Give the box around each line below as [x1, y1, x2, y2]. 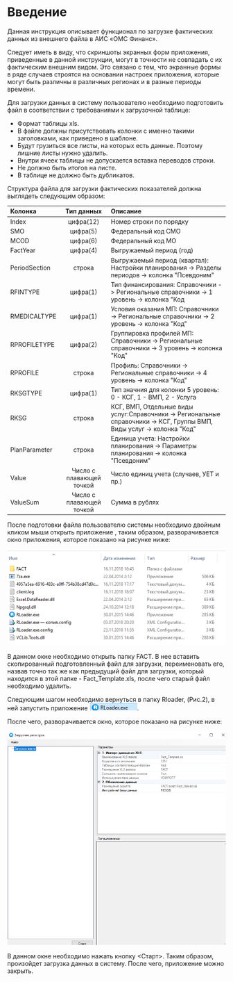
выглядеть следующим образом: [7, 192, 105, 200]
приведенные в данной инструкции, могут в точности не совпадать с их [7, 55, 223, 63]
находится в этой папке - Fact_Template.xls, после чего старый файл [7, 675, 210, 683]
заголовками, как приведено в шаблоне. [17, 133, 139, 142]
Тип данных [65, 207, 103, 215]
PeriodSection [10, 263, 51, 272]
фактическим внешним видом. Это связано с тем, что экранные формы [7, 63, 221, 71]
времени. [7, 85, 36, 93]
